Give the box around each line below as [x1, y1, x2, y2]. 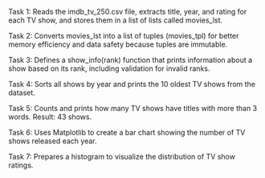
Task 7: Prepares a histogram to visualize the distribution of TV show [8, 152, 235, 161]
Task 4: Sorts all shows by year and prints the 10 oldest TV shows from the [8, 80, 255, 89]
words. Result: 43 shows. [8, 112, 92, 122]
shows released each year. [8, 136, 97, 146]
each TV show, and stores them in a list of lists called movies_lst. [8, 15, 223, 25]
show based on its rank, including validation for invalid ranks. [8, 64, 210, 73]
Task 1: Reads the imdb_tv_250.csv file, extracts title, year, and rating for [8, 7, 247, 16]
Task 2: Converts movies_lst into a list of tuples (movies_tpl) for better [8, 31, 239, 40]
